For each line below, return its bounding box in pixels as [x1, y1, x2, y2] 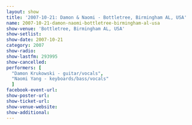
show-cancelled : [6, 59, 47, 65]
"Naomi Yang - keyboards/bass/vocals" [11, 76, 110, 82]
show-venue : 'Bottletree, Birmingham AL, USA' [6, 25, 125, 32]
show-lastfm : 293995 [6, 53, 58, 59]
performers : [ [6, 64, 42, 71]
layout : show [6, 8, 39, 15]
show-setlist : [6, 31, 42, 37]
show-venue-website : [6, 103, 58, 110]
